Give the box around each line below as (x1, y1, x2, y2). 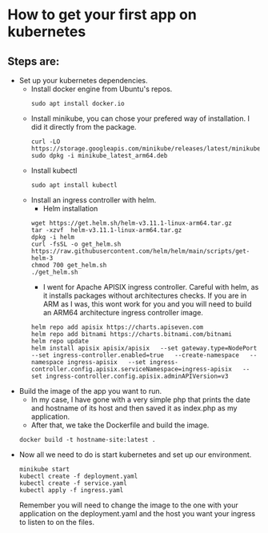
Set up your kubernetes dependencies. (18, 76, 148, 85)
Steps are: (7, 54, 60, 68)
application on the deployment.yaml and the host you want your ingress (18, 509, 256, 518)
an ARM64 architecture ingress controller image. (42, 308, 203, 317)
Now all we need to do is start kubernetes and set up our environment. (18, 450, 252, 459)
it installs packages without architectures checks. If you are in (42, 291, 247, 300)
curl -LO (30, 138, 61, 146)
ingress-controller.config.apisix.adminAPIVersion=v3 (46, 372, 229, 380)
